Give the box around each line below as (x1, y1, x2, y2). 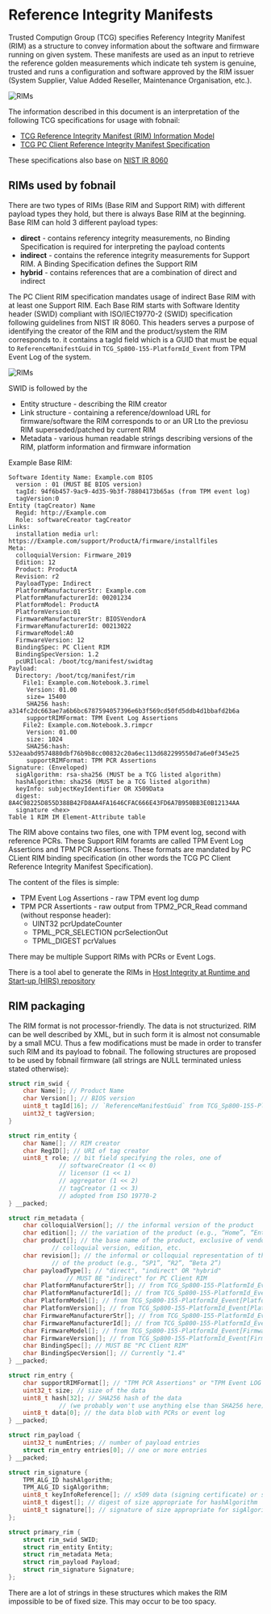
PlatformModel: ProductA (15, 600, 99, 608)
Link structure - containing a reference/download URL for (19, 407, 211, 417)
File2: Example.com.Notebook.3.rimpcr (23, 721, 153, 729)
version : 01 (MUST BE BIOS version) (15, 480, 143, 489)
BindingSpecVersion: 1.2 (15, 650, 99, 659)
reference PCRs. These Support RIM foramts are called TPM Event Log (8, 836, 244, 845)
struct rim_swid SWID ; (23, 1536, 99, 1544)
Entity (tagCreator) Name (8, 502, 95, 510)
